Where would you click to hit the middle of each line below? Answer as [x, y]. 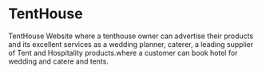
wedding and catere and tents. [59, 61]
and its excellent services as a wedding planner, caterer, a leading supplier [131, 44]
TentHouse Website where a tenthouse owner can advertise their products [131, 36]
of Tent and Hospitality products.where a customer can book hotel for [123, 53]
